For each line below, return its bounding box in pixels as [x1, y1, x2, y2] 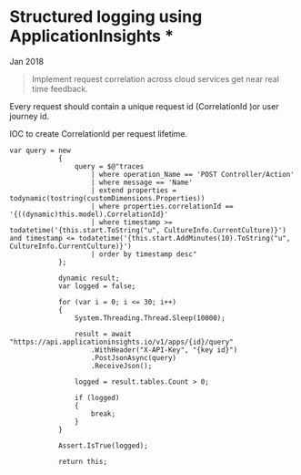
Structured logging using [9, 6, 203, 27]
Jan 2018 [9, 56, 44, 67]
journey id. [9, 110, 50, 121]
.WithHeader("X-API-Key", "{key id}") [90, 345, 238, 355]
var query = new [9, 146, 71, 155]
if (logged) [74, 393, 120, 402]
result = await [74, 329, 132, 338]
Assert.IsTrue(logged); [57, 440, 148, 450]
